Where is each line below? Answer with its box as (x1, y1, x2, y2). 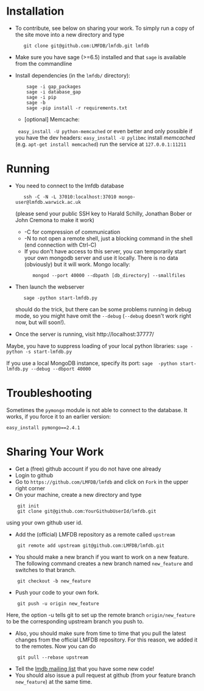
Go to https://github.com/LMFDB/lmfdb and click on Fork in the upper (15, 478, 189, 485)
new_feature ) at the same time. (15, 678, 93, 685)
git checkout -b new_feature (17, 578, 91, 584)
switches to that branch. (15, 566, 76, 573)
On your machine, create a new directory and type (15, 491, 142, 498)
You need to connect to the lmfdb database (15, 182, 124, 189)
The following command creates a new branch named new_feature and (15, 560, 193, 567)
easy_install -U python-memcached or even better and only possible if (18, 127, 193, 135)
